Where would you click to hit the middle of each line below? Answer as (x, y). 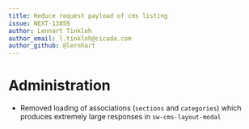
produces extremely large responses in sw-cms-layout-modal (120, 117)
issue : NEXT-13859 (39, 23)
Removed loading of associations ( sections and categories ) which (131, 108)
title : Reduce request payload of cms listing (88, 16)
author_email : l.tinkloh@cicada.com (70, 38)
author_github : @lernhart (52, 46)
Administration (59, 86)
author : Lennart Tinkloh (50, 31)
